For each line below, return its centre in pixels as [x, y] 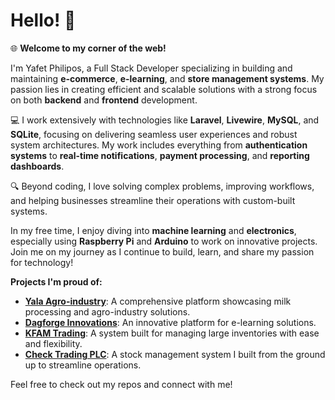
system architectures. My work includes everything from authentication [159, 145]
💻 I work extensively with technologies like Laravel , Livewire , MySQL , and [165, 120]
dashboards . [37, 166]
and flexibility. [53, 343]
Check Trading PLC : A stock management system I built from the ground [175, 354]
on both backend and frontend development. [104, 100]
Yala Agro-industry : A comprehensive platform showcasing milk [158, 301]
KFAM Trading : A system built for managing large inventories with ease [172, 333]
